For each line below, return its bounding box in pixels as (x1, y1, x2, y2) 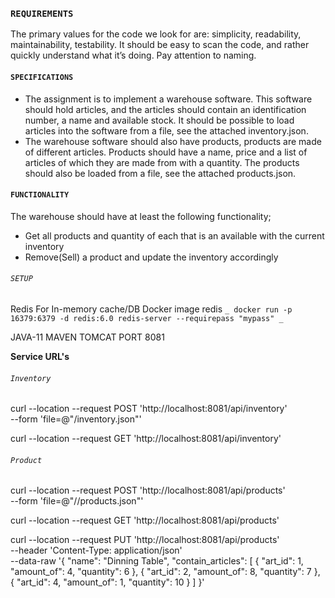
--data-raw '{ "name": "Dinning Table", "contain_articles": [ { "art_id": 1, (10, 555, 304, 567)
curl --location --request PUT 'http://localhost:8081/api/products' (10, 534, 280, 546)
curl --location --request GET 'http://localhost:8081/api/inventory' (10, 433, 282, 445)
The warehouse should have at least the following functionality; (10, 210, 272, 222)
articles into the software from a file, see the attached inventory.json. (24, 124, 309, 137)
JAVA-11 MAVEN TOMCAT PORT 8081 (10, 331, 165, 343)
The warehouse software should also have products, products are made (24, 135, 322, 147)
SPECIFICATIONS (10, 72, 74, 82)
